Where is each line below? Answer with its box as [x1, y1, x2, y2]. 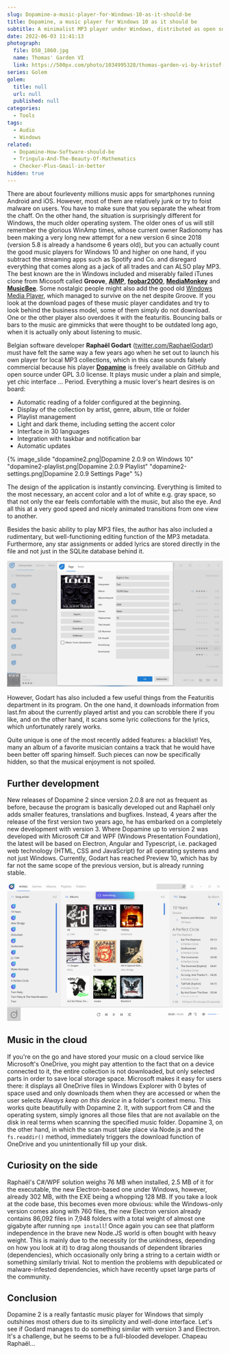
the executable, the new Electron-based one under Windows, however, [7, 1185, 207, 1193]
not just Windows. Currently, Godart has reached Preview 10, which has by [7, 854, 218, 862]
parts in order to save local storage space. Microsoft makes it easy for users [7, 1074, 222, 1082]
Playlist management [16, 412, 77, 421]
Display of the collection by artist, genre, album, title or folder [16, 405, 190, 414]
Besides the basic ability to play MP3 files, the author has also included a [7, 525, 213, 534]
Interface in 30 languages [16, 427, 90, 435]
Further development [7, 777, 99, 789]
